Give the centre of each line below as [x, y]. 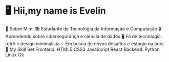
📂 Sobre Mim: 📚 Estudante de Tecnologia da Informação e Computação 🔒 [83, 28]
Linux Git [15, 54]
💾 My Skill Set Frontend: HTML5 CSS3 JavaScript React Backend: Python [82, 49]
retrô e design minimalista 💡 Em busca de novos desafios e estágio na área [84, 43]
